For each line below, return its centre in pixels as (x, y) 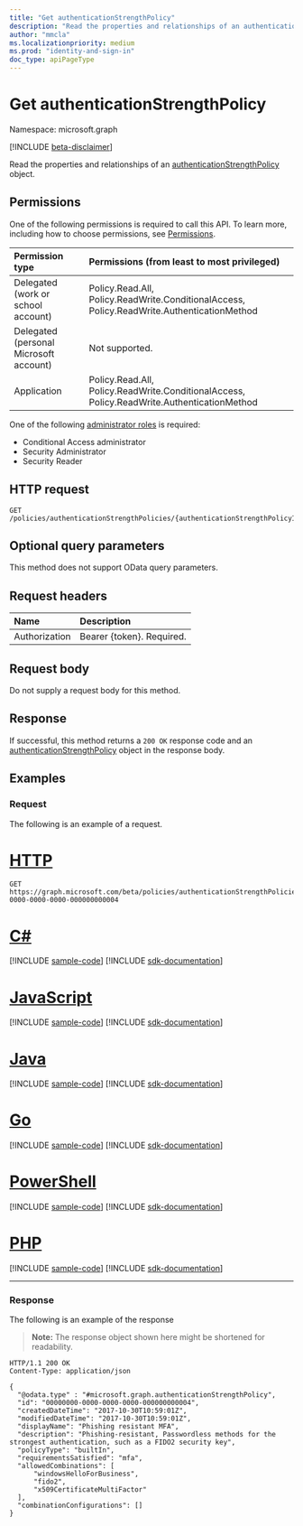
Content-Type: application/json (70, 1372)
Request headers (59, 596)
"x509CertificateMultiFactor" (90, 1490)
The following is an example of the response (92, 1320)
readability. (52, 1347)
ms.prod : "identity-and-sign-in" (72, 51)
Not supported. (121, 348)
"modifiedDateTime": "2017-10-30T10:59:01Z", (105, 1419)
